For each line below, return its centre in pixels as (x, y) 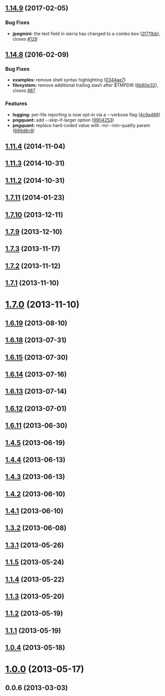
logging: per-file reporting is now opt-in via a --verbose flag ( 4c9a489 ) (86, 115)
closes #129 (25, 39)
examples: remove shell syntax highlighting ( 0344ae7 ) (69, 80)
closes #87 (24, 90)
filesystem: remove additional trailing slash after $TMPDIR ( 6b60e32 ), (85, 85)
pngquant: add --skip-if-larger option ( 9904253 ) (63, 120)
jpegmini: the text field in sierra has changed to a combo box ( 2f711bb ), (86, 33)
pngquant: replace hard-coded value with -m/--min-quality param (81, 125)
